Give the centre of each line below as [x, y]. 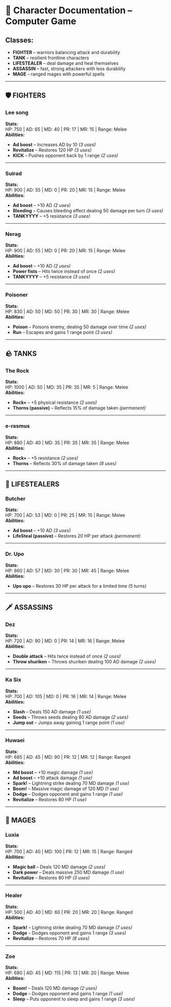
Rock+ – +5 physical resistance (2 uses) [55, 402]
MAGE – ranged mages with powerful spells [59, 74]
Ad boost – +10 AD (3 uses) [42, 531]
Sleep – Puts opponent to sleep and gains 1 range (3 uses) [74, 999]
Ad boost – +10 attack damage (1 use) [52, 778]
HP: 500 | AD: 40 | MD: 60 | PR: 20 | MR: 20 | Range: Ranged [69, 912]
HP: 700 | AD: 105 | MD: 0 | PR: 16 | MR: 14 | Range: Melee [66, 696]
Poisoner [17, 295]
